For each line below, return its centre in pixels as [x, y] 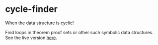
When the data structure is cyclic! [39, 23]
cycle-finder [32, 9]
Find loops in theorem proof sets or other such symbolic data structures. [79, 32]
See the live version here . [31, 38]
